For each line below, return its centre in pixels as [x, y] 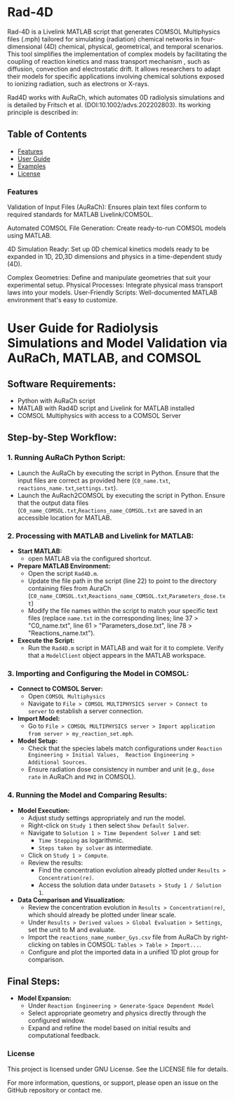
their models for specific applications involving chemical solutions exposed [116, 76]
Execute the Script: [46, 641]
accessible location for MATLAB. [65, 518]
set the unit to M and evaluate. [72, 929]
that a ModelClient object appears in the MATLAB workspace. [117, 656]
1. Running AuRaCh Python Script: [67, 458]
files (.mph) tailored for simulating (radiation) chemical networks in [103, 39]
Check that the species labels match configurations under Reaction [125, 748]
